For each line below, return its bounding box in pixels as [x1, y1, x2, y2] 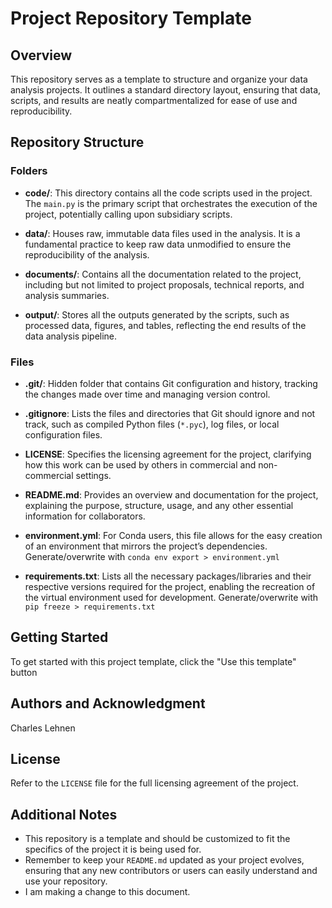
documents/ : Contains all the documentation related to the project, [24, 268, 302, 280]
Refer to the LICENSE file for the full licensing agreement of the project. [10, 777, 299, 789]
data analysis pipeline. [24, 330, 118, 342]
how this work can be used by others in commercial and [24, 458, 257, 471]
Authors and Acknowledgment [10, 695, 206, 712]
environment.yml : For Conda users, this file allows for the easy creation [24, 529, 323, 541]
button [10, 666, 38, 678]
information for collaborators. [24, 510, 146, 522]
